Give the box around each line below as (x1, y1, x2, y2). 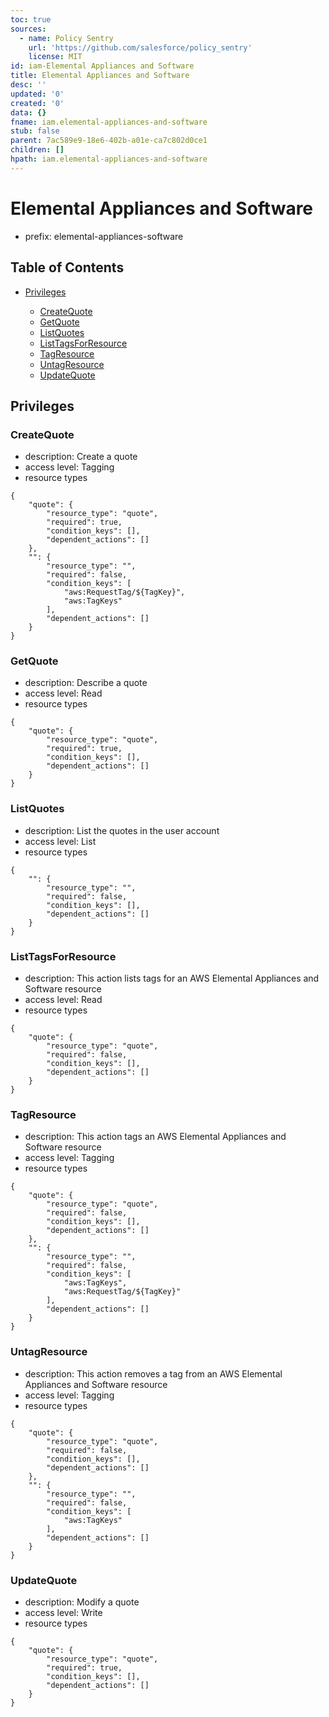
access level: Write (24, 1606, 103, 1618)
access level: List (24, 835, 97, 847)
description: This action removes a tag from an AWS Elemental (24, 1367, 283, 1380)
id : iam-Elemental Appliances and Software (10, 61, 195, 71)
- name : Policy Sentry (19, 33, 114, 43)
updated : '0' (10, 89, 65, 99)
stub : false (10, 126, 60, 136)
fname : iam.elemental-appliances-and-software (10, 117, 208, 127)
